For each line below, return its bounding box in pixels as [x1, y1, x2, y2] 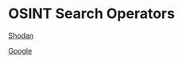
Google [8, 46, 33, 55]
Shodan [8, 31, 34, 40]
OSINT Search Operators [8, 5, 175, 23]
